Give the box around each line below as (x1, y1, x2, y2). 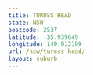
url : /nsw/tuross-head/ (8, 48, 86, 55)
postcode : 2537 (8, 26, 58, 34)
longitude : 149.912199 (8, 41, 82, 48)
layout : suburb (8, 55, 58, 63)
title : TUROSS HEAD (8, 11, 72, 20)
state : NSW (8, 19, 44, 27)
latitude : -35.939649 (8, 33, 79, 41)
